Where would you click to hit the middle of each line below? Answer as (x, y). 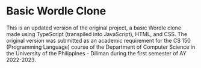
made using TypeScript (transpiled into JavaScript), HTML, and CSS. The (97, 34)
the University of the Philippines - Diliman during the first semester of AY (96, 53)
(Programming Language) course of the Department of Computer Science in (101, 47)
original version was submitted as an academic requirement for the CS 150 (98, 40)
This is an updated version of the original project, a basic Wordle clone (94, 28)
